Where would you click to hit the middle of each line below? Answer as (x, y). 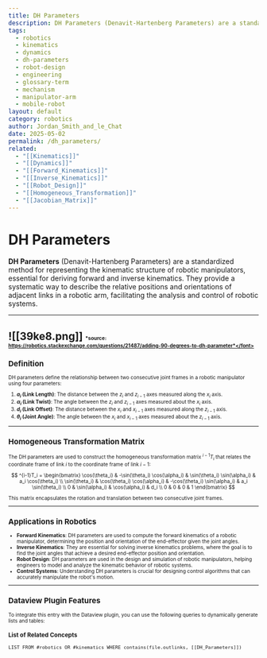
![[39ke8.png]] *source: (58, 336)
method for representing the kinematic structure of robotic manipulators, (127, 270)
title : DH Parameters (44, 15)
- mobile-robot (41, 104)
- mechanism (35, 89)
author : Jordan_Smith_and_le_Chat (66, 126)
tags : (17, 30)
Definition (26, 364)
